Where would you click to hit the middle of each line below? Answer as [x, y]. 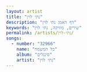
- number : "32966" [34, 44]
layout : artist [24, 11]
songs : [14, 38]
